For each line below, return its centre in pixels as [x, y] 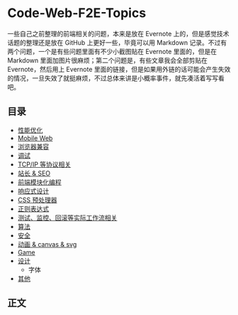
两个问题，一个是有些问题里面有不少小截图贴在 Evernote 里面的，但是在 [112, 51]
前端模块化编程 [39, 182]
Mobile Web [35, 138]
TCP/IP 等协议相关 [44, 164]
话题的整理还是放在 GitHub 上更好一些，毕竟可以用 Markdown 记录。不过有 [117, 42]
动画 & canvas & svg [47, 244]
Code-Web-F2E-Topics [77, 13]
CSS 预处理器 [37, 200]
